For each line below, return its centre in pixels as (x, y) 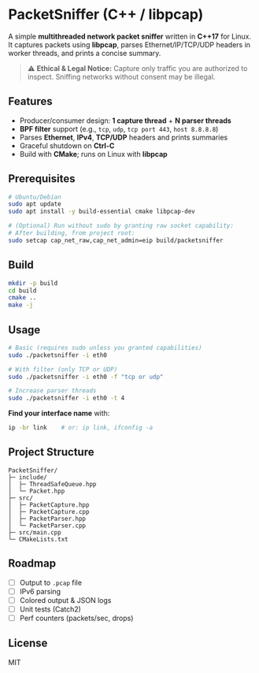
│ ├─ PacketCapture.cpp (49, 511)
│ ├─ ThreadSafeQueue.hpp (52, 484)
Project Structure (51, 452)
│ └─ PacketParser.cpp (47, 526)
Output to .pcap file (51, 582)
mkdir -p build (33, 283)
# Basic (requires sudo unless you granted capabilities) (105, 348)
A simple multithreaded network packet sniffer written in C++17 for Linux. (130, 36)
